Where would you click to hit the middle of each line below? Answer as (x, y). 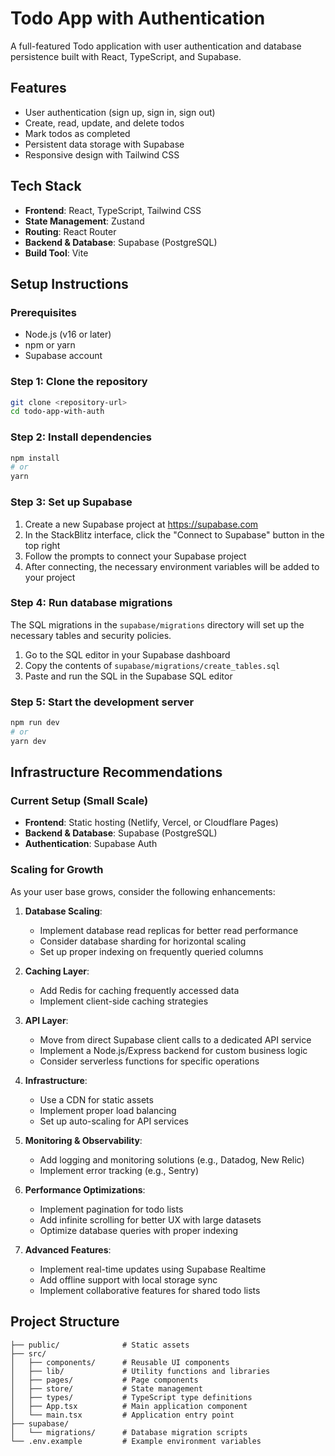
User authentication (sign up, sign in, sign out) (120, 112)
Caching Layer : (57, 971)
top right (42, 545)
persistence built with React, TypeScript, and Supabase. (126, 56)
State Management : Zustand (84, 221)
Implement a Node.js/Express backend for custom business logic (173, 1050)
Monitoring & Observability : (83, 1140)
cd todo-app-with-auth (57, 412)
